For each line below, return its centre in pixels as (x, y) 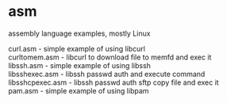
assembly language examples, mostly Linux (79, 33)
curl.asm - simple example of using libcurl (77, 48)
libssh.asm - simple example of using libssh (79, 65)
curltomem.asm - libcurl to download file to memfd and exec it (110, 57)
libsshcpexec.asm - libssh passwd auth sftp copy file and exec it (114, 82)
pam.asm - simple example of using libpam (79, 90)
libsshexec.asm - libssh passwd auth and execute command (107, 74)
